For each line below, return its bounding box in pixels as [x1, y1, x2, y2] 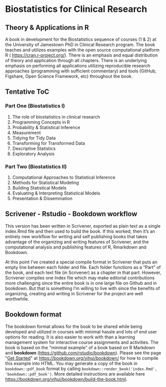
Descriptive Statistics [12, 145, 56, 151]
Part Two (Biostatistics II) [5, 163, 67, 170]
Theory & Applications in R [5, 23, 89, 32]
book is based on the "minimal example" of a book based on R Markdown [5, 344, 155, 350]
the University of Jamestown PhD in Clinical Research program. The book [5, 42, 155, 48]
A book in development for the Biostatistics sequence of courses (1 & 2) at [5, 36, 157, 42]
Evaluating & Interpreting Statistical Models [12, 190, 101, 196]
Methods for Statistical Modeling [12, 180, 79, 186]
